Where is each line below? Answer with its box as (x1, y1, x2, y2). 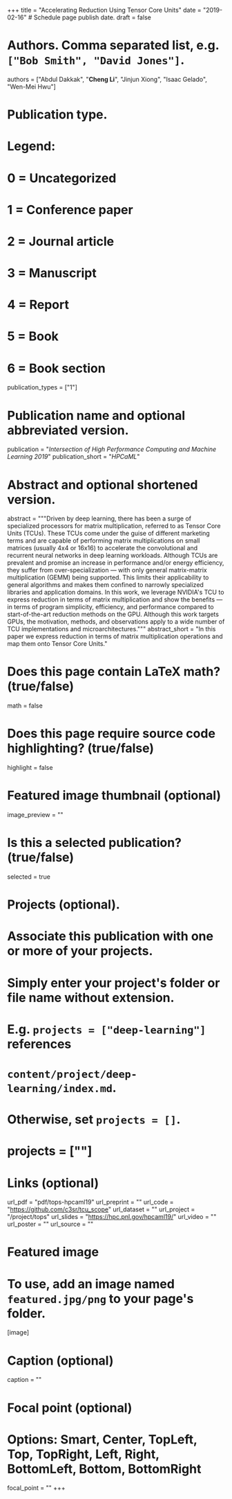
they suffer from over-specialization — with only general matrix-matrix (7, 566, 207, 575)
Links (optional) (7, 1175, 99, 1191)
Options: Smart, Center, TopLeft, (7, 1431, 197, 1447)
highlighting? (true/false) (7, 741, 154, 756)
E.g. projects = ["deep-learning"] (7, 1022, 206, 1037)
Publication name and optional (7, 407, 186, 423)
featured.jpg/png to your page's (7, 1290, 194, 1306)
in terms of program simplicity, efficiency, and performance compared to (7, 603, 214, 611)
